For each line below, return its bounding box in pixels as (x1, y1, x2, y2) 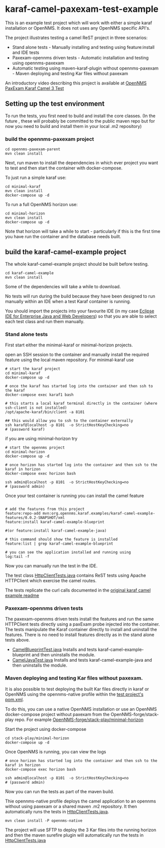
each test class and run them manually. (5, 318, 85, 324)
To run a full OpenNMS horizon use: (5, 202, 78, 208)
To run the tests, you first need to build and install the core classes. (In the (5, 113, 156, 119)
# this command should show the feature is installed (5, 537, 118, 542)
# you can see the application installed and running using (5, 550, 132, 555)
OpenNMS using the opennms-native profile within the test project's (5, 691, 144, 697)
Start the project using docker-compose (5, 726, 87, 732)
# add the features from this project (5, 507, 85, 512)
